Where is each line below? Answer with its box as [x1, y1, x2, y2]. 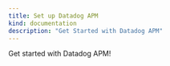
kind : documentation [8, 19, 78, 27]
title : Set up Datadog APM [8, 11, 99, 20]
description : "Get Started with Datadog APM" [8, 27, 163, 35]
